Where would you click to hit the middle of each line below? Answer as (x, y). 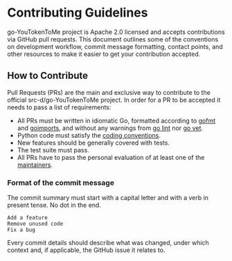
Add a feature (28, 218)
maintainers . (35, 165)
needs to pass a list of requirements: (59, 107)
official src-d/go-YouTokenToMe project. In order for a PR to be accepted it (114, 100)
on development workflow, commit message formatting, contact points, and (115, 46)
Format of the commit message (61, 183)
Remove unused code (35, 224)
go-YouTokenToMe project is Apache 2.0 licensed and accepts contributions (116, 32)
